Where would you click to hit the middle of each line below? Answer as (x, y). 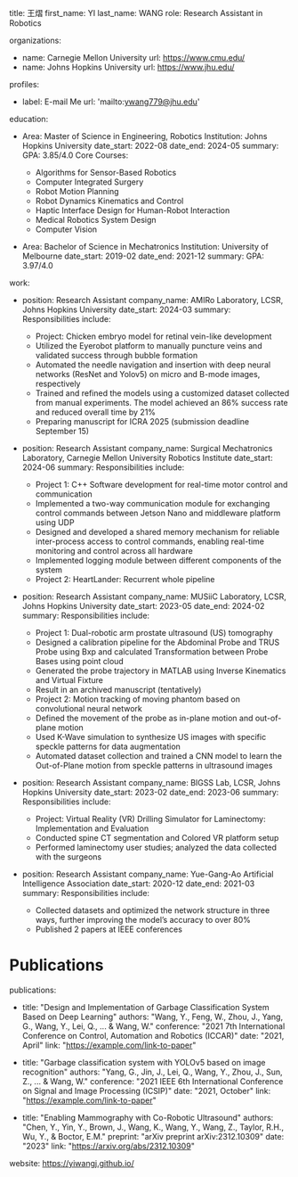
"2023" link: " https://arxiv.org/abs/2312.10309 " (109, 1146)
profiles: (24, 84)
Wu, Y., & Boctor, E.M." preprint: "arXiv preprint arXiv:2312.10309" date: (153, 1136)
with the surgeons (68, 857)
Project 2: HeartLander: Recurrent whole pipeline (125, 579)
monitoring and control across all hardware (114, 551)
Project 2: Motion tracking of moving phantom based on (138, 699)
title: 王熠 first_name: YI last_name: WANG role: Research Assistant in (136, 13)
